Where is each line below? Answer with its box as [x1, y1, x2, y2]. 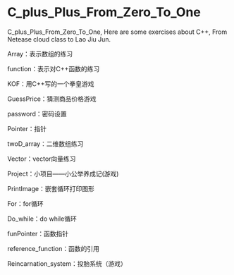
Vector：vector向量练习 [7, 154, 76, 163]
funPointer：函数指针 [7, 229, 69, 238]
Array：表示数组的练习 [7, 49, 73, 58]
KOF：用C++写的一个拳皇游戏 [7, 79, 94, 88]
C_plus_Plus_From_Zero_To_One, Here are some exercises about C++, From [7, 28, 228, 36]
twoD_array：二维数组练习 [7, 139, 84, 148]
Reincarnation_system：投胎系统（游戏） [7, 259, 127, 268]
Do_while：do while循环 [7, 214, 78, 223]
